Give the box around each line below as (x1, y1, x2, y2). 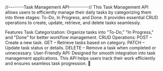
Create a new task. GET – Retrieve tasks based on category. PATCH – (5, 40, 145, 46)
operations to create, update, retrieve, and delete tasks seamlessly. (5, 20, 141, 25)
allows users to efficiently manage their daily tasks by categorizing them (5, 9, 152, 15)
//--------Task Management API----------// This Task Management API (5, 4, 149, 10)
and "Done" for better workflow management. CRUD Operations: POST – (5, 34, 152, 40)
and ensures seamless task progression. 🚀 (5, 61, 91, 66)
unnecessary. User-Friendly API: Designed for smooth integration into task (5, 50, 156, 56)
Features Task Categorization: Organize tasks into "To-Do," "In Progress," (5, 29, 154, 35)
